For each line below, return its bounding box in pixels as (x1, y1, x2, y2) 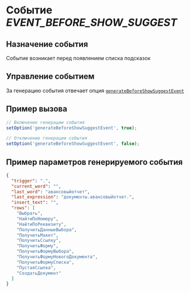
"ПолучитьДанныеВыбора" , (16, 227, 77, 232)
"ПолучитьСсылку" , (16, 238, 61, 244)
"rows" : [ (11, 205, 35, 211)
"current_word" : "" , (11, 183, 61, 189)
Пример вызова (6, 104, 67, 114)
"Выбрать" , (16, 211, 43, 217)
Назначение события (6, 39, 88, 49)
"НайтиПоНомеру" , (16, 215, 59, 222)
